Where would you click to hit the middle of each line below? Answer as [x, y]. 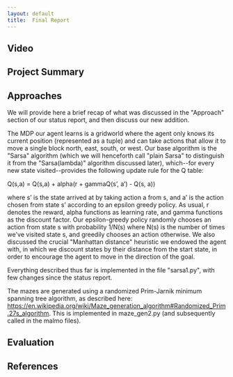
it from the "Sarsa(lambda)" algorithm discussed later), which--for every [111, 163]
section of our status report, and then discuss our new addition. [98, 120]
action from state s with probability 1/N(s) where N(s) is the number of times [116, 227]
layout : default [31, 14]
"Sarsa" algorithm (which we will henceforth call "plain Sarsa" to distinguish [116, 156]
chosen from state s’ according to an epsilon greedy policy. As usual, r [108, 205]
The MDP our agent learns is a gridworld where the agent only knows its [111, 134]
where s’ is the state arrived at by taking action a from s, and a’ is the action [115, 198]
